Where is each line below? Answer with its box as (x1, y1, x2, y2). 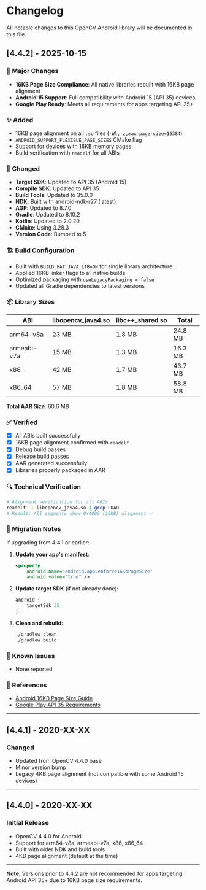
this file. (6, 30, 26, 37)
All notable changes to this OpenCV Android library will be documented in (6, 24, 193, 31)
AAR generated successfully (15, 460, 88, 467)
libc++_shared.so (115, 315, 167, 324)
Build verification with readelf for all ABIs (15, 149, 120, 157)
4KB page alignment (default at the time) (15, 852, 118, 859)
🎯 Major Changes (6, 67, 59, 75)
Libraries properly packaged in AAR (15, 466, 106, 474)
